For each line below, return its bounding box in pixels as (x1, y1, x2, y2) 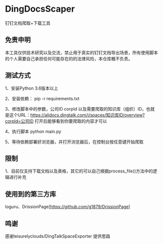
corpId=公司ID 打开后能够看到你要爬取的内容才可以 (5, 118, 107, 124)
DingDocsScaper (5, 3, 75, 15)
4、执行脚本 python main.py (5, 128, 62, 134)
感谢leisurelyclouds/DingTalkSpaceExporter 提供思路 (5, 233, 111, 239)
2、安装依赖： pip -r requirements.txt (5, 95, 80, 101)
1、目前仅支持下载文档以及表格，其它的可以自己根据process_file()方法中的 (5, 168, 153, 174)
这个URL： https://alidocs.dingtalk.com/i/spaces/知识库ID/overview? (9, 112, 145, 118)
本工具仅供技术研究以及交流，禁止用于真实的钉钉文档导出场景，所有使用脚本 (5, 50, 158, 56)
